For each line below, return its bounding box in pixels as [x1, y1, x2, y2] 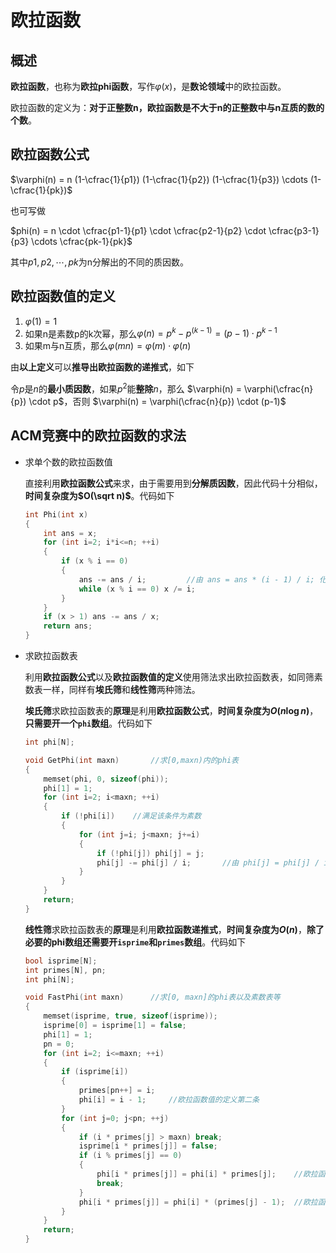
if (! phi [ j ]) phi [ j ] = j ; [96, 848, 205, 858]
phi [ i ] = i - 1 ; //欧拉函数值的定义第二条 [78, 1095, 260, 1105]
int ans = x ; [43, 528, 98, 538]
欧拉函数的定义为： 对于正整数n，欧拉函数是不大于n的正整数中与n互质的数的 [10, 102, 325, 113]
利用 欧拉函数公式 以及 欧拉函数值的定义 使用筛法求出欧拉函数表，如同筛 [24, 671, 315, 683]
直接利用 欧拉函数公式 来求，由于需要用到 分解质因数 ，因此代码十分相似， [24, 477, 323, 489]
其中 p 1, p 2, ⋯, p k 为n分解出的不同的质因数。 [10, 256, 190, 268]
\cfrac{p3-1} [268, 224, 320, 236]
